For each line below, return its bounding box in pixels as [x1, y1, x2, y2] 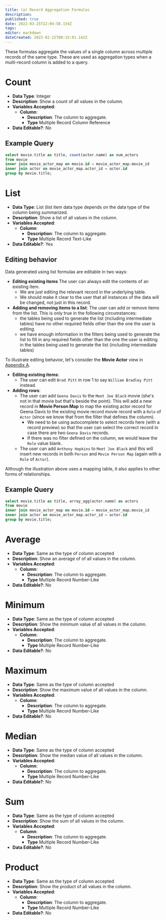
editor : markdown [5, 30, 41, 35]
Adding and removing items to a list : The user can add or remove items [12, 304, 160, 311]
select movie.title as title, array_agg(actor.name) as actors [5, 498, 139, 504]
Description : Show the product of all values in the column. [12, 883, 132, 889]
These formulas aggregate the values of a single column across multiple [5, 48, 153, 55]
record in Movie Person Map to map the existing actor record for [19, 403, 152, 409]
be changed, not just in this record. [19, 299, 92, 305]
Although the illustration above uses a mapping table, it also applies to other [5, 465, 160, 471]
